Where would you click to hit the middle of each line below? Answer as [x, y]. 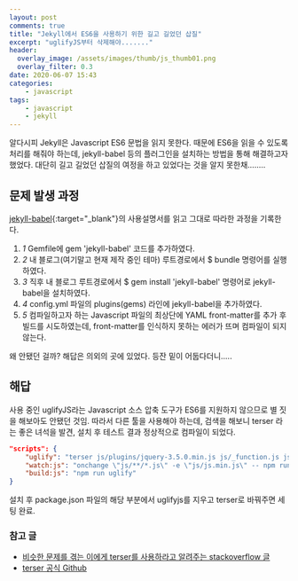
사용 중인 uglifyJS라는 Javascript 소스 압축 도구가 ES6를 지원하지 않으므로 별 [143, 410]
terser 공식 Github [54, 568]
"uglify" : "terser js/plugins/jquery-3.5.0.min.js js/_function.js [152, 457]
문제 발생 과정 [44, 196]
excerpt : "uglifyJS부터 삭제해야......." [81, 42]
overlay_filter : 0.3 [55, 67]
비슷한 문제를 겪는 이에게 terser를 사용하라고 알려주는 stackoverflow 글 [146, 557]
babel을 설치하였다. [56, 293]
